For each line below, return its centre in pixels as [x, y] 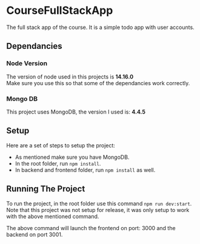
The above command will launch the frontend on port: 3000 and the [91, 228]
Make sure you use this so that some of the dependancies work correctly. [98, 83]
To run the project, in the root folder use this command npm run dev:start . [99, 204]
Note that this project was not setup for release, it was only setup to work [98, 210]
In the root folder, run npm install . [58, 163]
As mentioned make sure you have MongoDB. [72, 157]
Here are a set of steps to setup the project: [61, 145]
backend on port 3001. [35, 234]
